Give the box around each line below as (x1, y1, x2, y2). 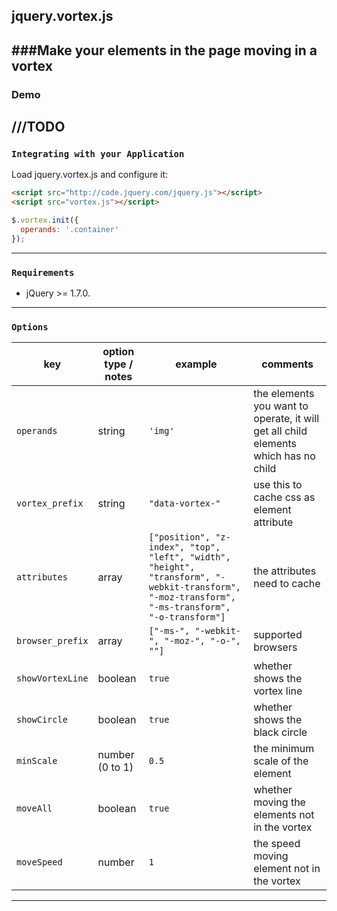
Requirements (11, 267, 75, 278)
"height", (148, 562, 196, 573)
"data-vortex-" (148, 498, 221, 509)
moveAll (16, 803, 53, 814)
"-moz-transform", (148, 592, 236, 603)
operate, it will (253, 412, 320, 426)
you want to (253, 399, 309, 413)
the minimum (253, 742, 315, 756)
